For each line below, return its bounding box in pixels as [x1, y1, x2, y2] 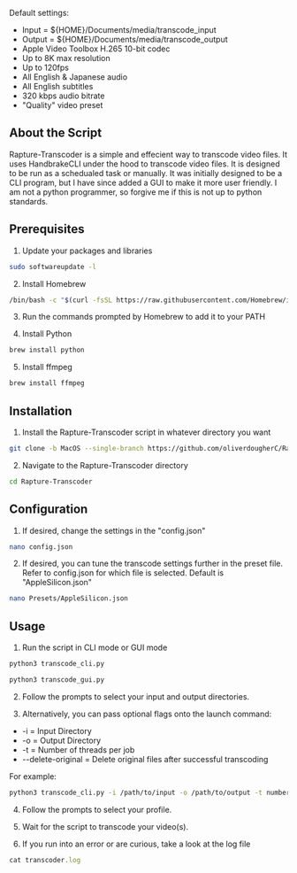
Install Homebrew [21, 278, 87, 289]
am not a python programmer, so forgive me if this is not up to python [9, 186, 263, 197]
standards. [9, 196, 49, 206]
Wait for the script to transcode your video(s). [21, 821, 188, 831]
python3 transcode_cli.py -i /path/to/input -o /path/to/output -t [9, 788, 263, 797]
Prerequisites [9, 221, 85, 237]
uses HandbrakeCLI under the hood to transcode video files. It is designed [9, 158, 280, 169]
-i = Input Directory [21, 725, 93, 736]
